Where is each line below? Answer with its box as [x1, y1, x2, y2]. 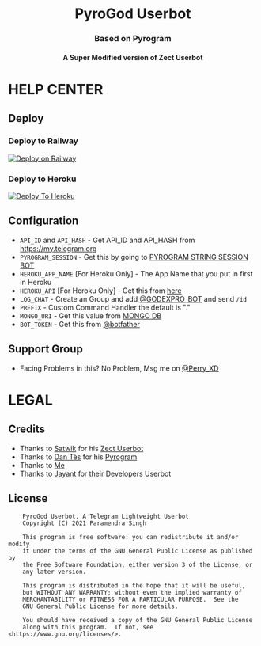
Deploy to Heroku [8, 173, 77, 184]
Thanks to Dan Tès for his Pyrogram [19, 452, 138, 462]
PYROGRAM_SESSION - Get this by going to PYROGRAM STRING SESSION [19, 252, 249, 261]
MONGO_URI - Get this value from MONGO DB [19, 310, 162, 321]
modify [8, 540, 30, 549]
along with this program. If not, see [22, 623, 154, 632]
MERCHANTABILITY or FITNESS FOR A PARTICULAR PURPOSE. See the [22, 595, 239, 604]
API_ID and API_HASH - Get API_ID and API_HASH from [19, 235, 195, 245]
